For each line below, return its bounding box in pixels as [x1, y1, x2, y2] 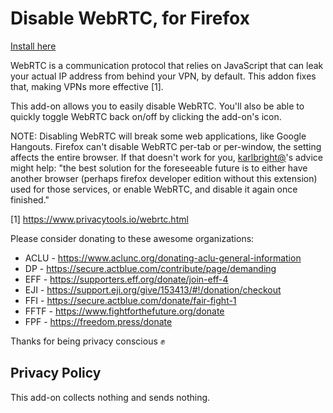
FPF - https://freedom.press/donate [24, 315, 173, 327]
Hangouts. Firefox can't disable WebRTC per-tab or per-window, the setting [10, 140, 322, 152]
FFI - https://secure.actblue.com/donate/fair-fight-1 [24, 294, 237, 306]
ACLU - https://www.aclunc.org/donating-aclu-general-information [24, 252, 302, 264]
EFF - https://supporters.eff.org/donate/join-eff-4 [24, 273, 229, 285]
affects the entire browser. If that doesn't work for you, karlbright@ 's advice [10, 151, 323, 163]
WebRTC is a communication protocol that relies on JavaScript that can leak [10, 59, 324, 71]
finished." [10, 193, 50, 206]
